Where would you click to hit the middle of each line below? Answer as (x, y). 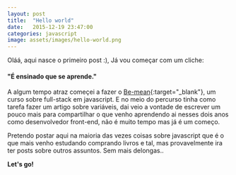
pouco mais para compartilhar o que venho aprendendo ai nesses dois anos (118, 114)
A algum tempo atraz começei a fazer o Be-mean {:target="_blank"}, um (112, 92)
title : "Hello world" (41, 20)
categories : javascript (42, 34)
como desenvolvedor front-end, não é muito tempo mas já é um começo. (114, 122)
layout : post (26, 14)
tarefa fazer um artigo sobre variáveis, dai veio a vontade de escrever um (114, 107)
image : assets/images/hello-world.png (64, 40)
